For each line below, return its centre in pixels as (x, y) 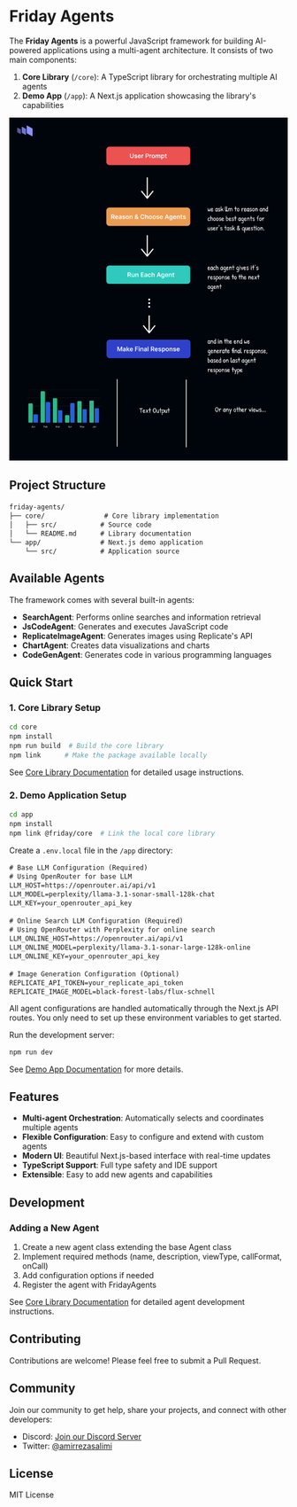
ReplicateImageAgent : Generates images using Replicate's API (137, 636)
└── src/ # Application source (102, 551)
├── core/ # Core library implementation (114, 516)
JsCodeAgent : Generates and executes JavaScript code (125, 626)
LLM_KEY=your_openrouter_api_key (71, 903)
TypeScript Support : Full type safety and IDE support (120, 1165)
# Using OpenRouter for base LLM (71, 876)
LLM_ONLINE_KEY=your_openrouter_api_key (85, 956)
